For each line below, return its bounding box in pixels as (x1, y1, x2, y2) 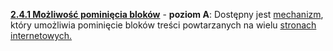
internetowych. (10, 30, 73, 41)
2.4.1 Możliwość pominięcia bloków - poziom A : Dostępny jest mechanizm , (10, 9, 324, 20)
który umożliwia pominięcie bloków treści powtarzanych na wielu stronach (10, 19, 317, 31)
